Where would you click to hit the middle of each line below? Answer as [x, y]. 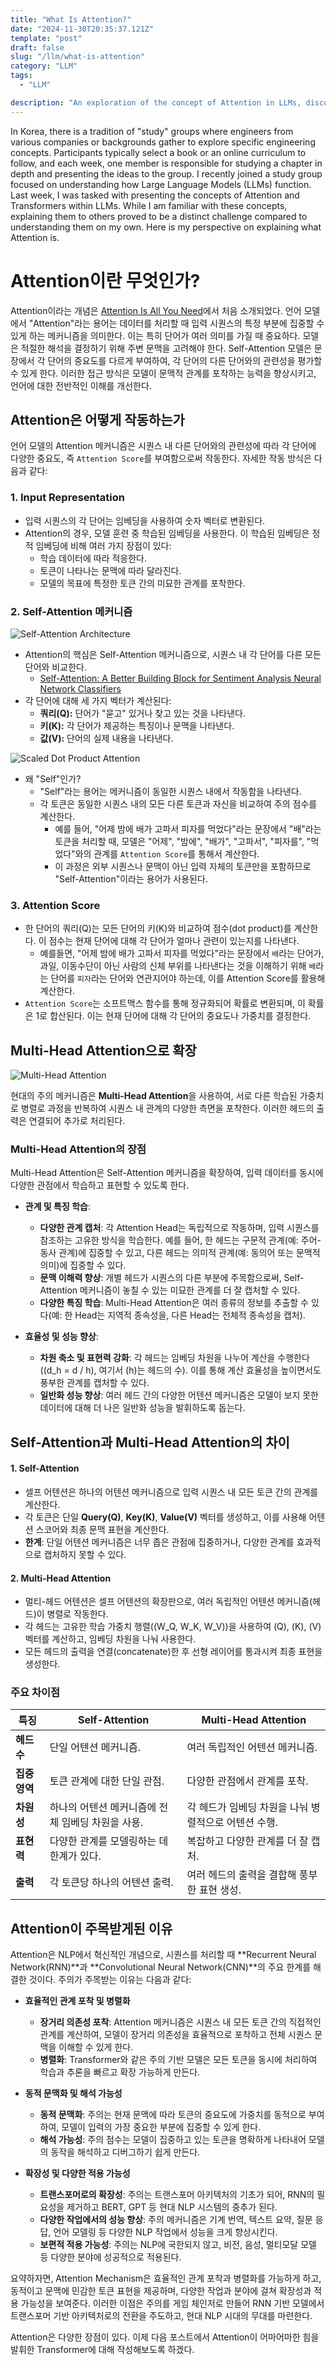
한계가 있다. [75, 1856]
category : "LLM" [44, 66]
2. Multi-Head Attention [61, 1578]
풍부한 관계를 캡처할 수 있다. [94, 1383]
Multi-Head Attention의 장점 [78, 1149]
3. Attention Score [55, 905]
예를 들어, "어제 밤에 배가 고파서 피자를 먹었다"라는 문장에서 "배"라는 [188, 828]
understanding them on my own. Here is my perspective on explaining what [166, 227]
